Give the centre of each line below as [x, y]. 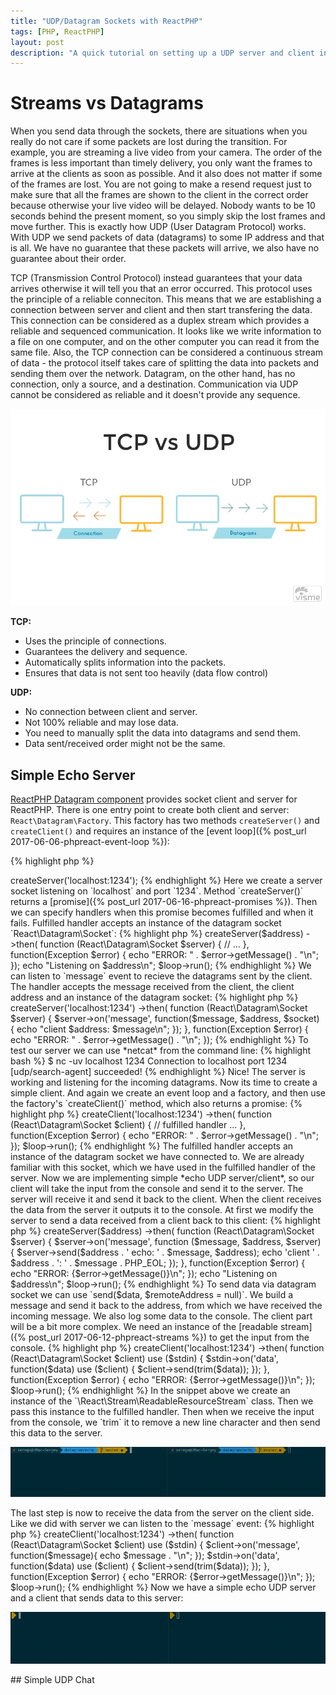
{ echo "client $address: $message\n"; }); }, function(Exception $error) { [159, 1029]
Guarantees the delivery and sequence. [106, 652]
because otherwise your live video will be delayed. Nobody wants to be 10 [163, 206]
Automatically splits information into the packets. [125, 662]
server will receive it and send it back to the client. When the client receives [166, 1199]
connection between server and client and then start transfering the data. [161, 310]
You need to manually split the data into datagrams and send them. [162, 733]
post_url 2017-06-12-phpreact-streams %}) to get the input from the [169, 1337]
